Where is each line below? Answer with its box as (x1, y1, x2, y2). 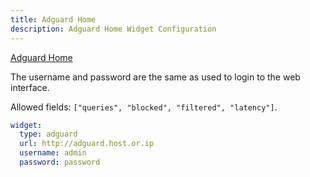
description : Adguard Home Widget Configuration (10, 24, 217, 34)
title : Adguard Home (10, 14, 97, 25)
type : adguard (19, 129, 78, 140)
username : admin (19, 148, 87, 158)
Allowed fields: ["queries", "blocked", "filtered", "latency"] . (10, 101, 278, 113)
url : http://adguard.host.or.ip (19, 139, 155, 149)
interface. (10, 81, 50, 93)
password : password (19, 157, 101, 167)
